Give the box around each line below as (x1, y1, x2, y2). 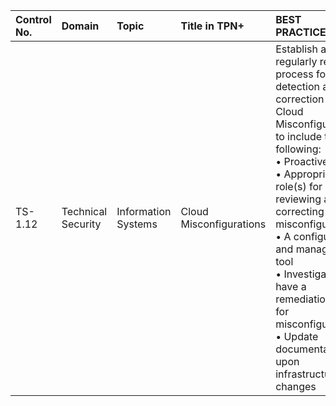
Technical (61, 205, 108, 218)
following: (275, 142, 322, 156)
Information (116, 205, 172, 218)
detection (275, 80, 320, 93)
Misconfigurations (180, 217, 267, 231)
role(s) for (275, 180, 323, 193)
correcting (275, 205, 325, 218)
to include (275, 130, 323, 143)
